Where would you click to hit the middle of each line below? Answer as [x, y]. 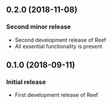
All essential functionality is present [58, 46]
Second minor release [39, 27]
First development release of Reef [56, 95]
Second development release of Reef [60, 40]
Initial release [26, 82]
